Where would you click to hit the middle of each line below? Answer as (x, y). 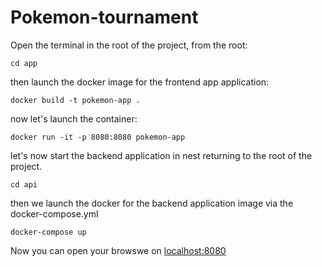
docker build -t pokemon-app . (75, 100)
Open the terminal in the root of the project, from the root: (129, 45)
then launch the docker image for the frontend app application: (140, 82)
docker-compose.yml (54, 213)
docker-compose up (48, 232)
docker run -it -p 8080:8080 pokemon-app (98, 137)
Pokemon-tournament (104, 17)
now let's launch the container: (74, 118)
